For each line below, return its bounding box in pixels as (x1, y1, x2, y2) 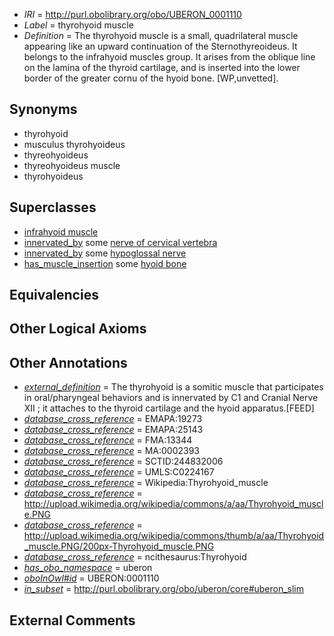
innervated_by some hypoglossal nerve (23, 247, 187, 259)
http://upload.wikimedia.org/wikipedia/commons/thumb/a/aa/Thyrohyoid (23, 530, 325, 542)
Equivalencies (9, 287, 99, 304)
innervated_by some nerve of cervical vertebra (23, 236, 218, 248)
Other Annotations (9, 354, 128, 371)
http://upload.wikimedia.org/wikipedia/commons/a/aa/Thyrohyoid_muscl (23, 498, 324, 510)
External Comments (9, 612, 136, 629)
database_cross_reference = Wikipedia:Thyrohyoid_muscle (23, 477, 269, 489)
